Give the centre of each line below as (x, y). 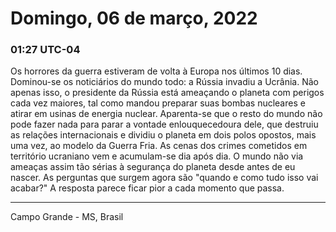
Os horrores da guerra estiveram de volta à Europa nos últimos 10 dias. (156, 71)
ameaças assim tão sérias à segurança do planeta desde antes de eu (153, 167)
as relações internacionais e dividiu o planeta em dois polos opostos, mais (163, 135)
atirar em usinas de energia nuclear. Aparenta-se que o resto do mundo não (166, 114)
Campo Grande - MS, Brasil (67, 217)
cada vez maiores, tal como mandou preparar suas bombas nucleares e (158, 103)
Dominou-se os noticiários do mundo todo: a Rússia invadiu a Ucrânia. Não (164, 82)
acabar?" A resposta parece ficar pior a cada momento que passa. (147, 188)
